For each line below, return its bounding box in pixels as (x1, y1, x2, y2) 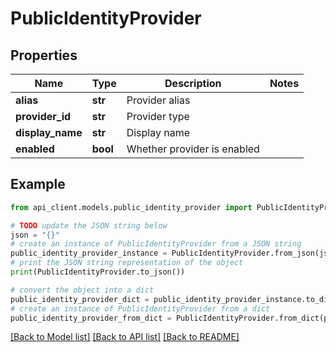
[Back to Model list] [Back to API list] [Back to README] (10, 331, 240, 343)
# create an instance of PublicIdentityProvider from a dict (10, 303, 271, 314)
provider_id (15, 110, 72, 123)
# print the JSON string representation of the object (10, 258, 244, 268)
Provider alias (126, 93, 191, 107)
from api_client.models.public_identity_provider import (10, 202, 253, 212)
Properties (10, 47, 78, 64)
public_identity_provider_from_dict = (10, 313, 172, 323)
